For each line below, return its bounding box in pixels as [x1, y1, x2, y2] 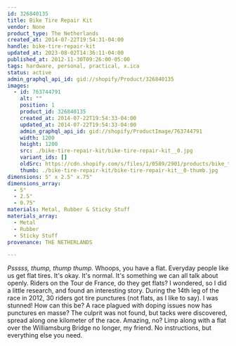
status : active [7, 69, 52, 76]
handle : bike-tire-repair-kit [7, 43, 96, 50]
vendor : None [7, 23, 46, 30]
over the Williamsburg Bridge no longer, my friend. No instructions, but [7, 324, 212, 332]
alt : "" [20, 95, 42, 102]
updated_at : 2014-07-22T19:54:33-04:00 [20, 121, 137, 128]
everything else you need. [7, 331, 83, 340]
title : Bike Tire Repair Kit [7, 17, 93, 24]
